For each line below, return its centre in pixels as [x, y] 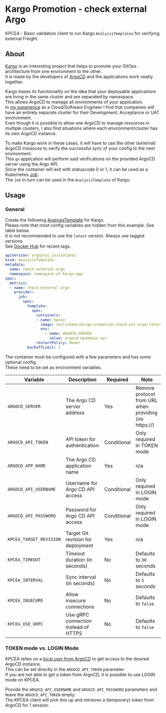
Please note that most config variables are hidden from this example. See [80, 225]
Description [83, 379]
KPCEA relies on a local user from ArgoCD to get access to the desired [77, 659]
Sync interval [81, 577]
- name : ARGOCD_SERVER [68, 334]
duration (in [79, 560]
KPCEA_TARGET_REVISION [34, 539]
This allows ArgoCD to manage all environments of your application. [74, 102]
